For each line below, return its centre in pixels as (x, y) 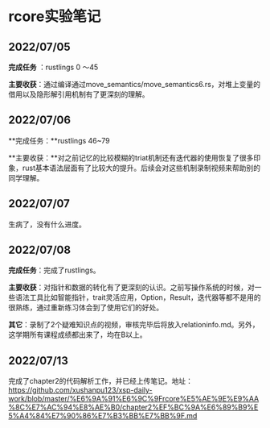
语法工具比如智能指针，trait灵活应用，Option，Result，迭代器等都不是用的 (138, 297)
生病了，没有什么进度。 (47, 224)
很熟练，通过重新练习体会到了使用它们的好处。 (86, 308)
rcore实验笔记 (55, 17)
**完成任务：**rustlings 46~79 (59, 140)
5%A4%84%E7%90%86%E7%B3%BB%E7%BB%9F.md (103, 416)
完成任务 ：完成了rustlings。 (54, 270)
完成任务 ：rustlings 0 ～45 (53, 67)
